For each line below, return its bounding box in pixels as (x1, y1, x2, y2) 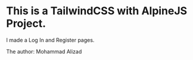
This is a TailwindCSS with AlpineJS (6, 4, 188, 18)
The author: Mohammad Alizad (6, 48, 82, 55)
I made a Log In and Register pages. (6, 36, 95, 43)
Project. (6, 17, 46, 30)
